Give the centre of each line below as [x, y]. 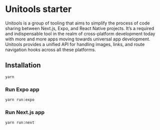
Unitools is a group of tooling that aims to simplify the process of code [77, 23]
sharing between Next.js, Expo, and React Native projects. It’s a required [80, 28]
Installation [23, 65]
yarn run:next [20, 123]
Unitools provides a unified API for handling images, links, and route [75, 44]
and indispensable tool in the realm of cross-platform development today [80, 33]
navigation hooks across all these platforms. [50, 49]
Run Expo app [22, 89]
